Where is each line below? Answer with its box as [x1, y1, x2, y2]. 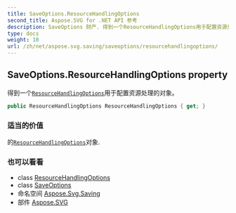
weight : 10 [7, 37, 39, 44]
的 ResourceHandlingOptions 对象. [7, 138, 100, 146]
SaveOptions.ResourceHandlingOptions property [7, 69, 228, 81]
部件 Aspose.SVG [17, 198, 68, 207]
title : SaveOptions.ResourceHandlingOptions [7, 10, 140, 18]
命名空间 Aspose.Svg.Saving [17, 189, 100, 198]
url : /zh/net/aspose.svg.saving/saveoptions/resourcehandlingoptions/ [7, 43, 218, 50]
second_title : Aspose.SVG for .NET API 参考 [7, 17, 138, 24]
